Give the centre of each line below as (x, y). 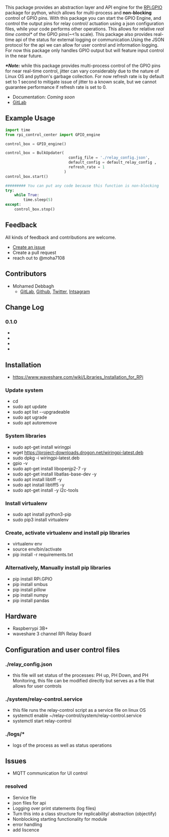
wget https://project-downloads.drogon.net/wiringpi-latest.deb (78, 452)
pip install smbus (30, 584)
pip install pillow (29, 590)
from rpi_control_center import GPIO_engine (53, 135)
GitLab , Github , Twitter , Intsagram (55, 292)
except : (13, 205)
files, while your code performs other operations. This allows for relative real (85, 29)
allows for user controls (37, 686)
